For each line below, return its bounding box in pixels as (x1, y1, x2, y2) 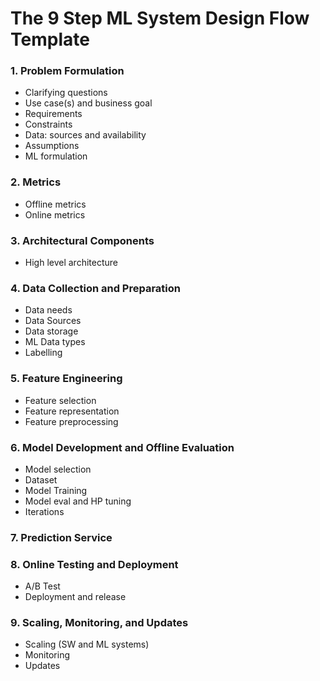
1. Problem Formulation (10, 64, 125, 78)
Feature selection (24, 394, 97, 406)
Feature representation (24, 405, 120, 417)
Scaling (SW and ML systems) (24, 638, 150, 651)
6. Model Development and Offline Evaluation (10, 440, 235, 454)
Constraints (24, 118, 73, 131)
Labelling (24, 347, 63, 359)
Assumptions (24, 140, 80, 152)
